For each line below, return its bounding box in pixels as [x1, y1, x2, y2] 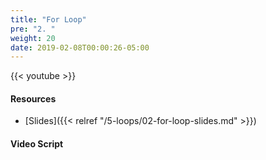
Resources [10, 92, 57, 105]
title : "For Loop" [10, 14, 87, 25]
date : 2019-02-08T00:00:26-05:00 [10, 42, 150, 53]
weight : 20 [10, 33, 56, 43]
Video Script [10, 138, 64, 150]
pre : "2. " [10, 24, 56, 34]
